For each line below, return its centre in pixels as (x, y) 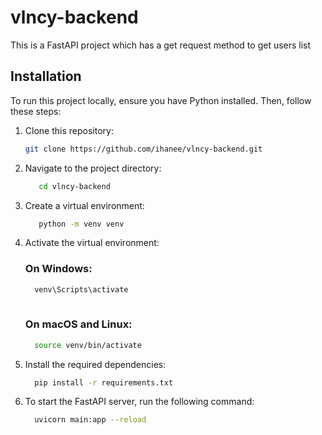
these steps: (36, 111)
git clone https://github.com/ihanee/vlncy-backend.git (143, 149)
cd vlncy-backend (74, 186)
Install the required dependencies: (95, 364)
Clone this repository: (69, 130)
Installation (46, 76)
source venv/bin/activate (88, 345)
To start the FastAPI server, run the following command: (139, 402)
